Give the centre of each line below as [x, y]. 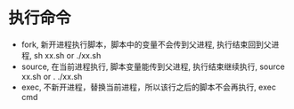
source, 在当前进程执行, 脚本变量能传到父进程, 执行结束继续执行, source [153, 66]
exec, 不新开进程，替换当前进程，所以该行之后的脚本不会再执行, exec [149, 87]
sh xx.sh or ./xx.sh [67, 55]
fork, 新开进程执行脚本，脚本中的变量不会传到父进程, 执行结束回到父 [147, 44]
